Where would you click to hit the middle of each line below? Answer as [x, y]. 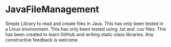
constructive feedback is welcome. [42, 40]
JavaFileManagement [52, 9]
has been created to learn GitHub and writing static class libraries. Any [80, 34]
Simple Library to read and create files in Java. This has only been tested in [84, 24]
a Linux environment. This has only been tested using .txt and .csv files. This [86, 29]
